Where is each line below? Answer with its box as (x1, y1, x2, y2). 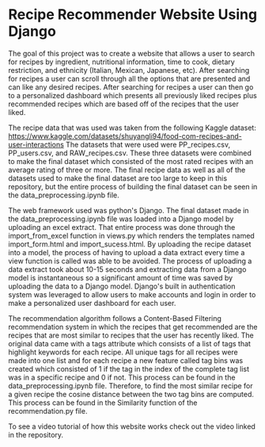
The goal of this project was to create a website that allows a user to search (8, 48, 256, 58)
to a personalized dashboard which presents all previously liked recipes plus (8, 90, 257, 100)
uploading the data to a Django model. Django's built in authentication (8, 281, 236, 291)
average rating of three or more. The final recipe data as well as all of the (8, 165, 246, 174)
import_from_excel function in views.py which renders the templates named (8, 231, 255, 240)
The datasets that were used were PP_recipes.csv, (66, 139, 231, 149)
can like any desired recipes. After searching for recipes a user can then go (8, 82, 254, 92)
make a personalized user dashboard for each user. (8, 298, 176, 308)
